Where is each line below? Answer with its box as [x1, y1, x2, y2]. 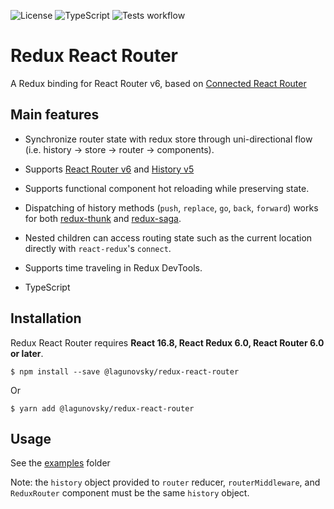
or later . [10, 347, 44, 359]
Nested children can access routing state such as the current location [24, 231, 313, 244]
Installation [10, 310, 82, 327]
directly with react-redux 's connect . [24, 242, 172, 254]
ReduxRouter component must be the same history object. [10, 487, 250, 499]
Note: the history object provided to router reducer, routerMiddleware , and [10, 476, 321, 489]
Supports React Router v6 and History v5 [24, 163, 195, 175]
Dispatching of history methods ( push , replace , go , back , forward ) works [24, 201, 319, 214]
